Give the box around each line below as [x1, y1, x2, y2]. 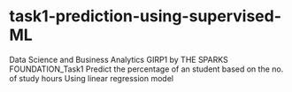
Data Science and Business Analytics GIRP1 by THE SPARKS [9, 54, 228, 65]
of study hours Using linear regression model [9, 73, 174, 83]
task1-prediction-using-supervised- [9, 6, 281, 27]
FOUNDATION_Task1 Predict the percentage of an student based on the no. [9, 64, 284, 74]
